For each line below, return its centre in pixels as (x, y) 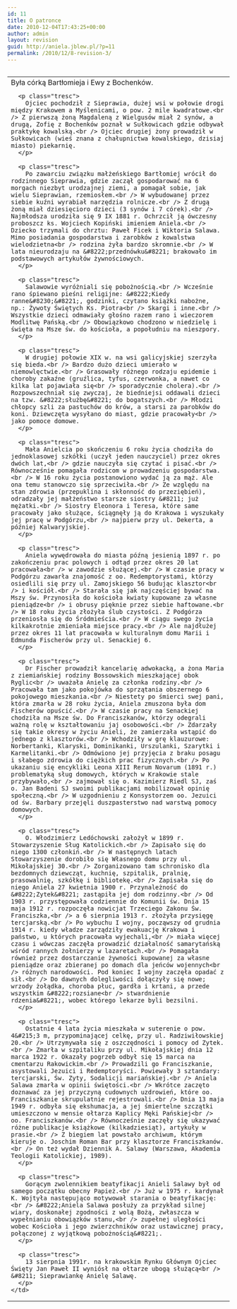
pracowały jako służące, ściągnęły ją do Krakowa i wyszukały (117, 513)
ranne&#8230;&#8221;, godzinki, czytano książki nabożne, (110, 301)
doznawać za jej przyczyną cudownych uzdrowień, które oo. (112, 1092)
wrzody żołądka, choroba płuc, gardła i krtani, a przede (110, 986)
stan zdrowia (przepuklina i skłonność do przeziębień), (108, 491)
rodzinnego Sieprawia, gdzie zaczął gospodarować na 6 (105, 180)
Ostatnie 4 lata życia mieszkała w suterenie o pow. (115, 1028)
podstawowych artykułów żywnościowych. (78, 258)
